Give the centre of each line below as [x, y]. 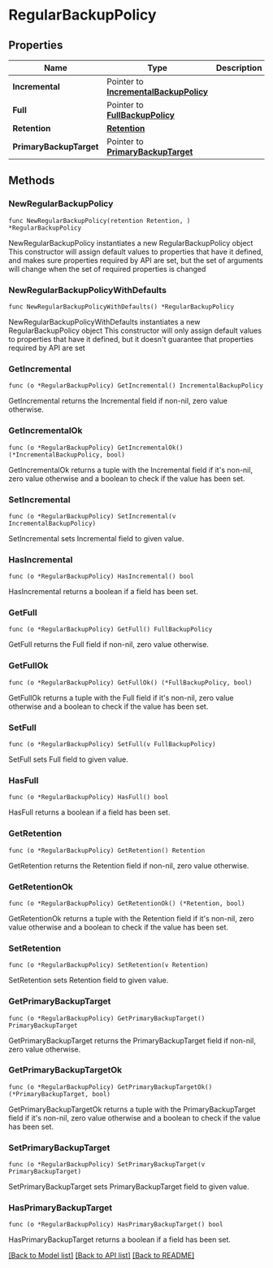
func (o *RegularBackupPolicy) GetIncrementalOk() [96, 448]
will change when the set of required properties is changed [107, 269]
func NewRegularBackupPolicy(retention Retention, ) [100, 221]
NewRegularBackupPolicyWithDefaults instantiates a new [104, 321]
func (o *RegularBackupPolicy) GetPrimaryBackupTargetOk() [110, 1087]
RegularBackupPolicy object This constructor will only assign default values [135, 330]
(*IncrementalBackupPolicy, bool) [67, 455]
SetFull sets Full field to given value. [68, 759]
